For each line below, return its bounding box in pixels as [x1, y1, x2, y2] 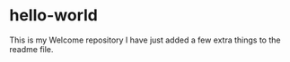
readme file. [9, 43, 54, 54]
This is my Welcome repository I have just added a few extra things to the [9, 35, 281, 45]
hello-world [9, 5, 99, 26]
